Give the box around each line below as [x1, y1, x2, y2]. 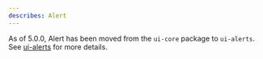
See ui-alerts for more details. [8, 41, 108, 52]
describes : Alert [8, 11, 67, 20]
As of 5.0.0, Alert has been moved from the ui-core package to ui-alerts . [8, 33, 256, 43]
